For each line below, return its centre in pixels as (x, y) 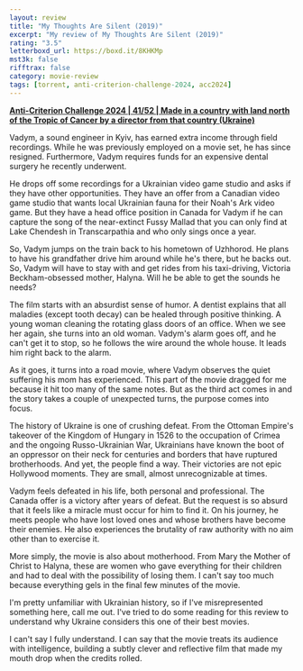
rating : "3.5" (36, 43)
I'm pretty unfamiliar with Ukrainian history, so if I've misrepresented (136, 602)
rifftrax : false (40, 68)
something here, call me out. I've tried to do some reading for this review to (149, 612)
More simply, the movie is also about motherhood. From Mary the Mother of (150, 556)
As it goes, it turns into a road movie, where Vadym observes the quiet (140, 369)
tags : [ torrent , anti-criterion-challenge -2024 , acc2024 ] (120, 85)
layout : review (38, 18)
